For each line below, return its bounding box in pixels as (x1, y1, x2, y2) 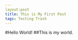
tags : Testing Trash (5, 16, 47, 21)
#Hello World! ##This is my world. (5, 30, 73, 36)
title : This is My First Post (5, 12, 67, 17)
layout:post (5, 7, 29, 12)
